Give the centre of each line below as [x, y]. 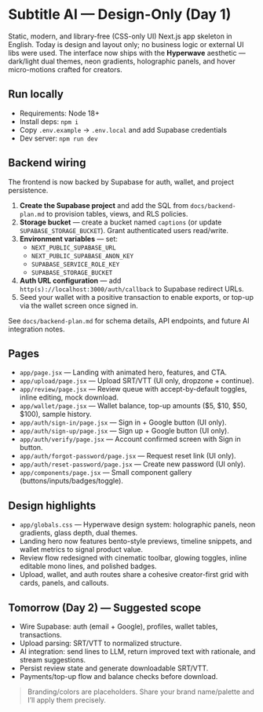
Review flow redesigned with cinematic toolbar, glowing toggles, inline [133, 558]
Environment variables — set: [68, 239]
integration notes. [37, 329]
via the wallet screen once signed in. [79, 305]
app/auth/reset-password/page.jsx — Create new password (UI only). [132, 464]
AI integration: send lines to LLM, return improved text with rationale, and [137, 652]
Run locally [36, 95]
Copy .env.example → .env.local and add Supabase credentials [123, 130]
